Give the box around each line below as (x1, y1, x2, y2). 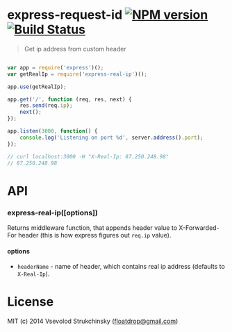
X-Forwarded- (178, 223, 220, 232)
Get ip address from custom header (24, 44, 126, 53)
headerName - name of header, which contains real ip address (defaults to (17, 263, 226, 271)
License (7, 294, 54, 310)
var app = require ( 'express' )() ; (7, 64, 104, 71)
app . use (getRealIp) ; (7, 83, 67, 90)
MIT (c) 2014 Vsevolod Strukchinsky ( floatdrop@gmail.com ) (7, 317, 179, 326)
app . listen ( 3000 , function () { (7, 128, 98, 135)
